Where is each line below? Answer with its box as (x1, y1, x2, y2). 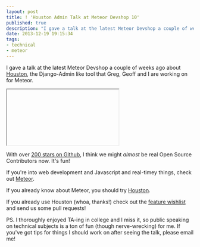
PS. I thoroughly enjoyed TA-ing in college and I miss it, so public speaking (6, 216, 189, 223)
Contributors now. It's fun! (6, 157, 70, 164)
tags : (6, 36, 20, 42)
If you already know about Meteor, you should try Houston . (6, 186, 151, 194)
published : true (6, 20, 46, 26)
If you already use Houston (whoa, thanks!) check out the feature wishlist (6, 198, 186, 205)
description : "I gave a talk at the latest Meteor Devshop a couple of (6, 25, 187, 32)
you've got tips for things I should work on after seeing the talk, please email (6, 229, 194, 236)
